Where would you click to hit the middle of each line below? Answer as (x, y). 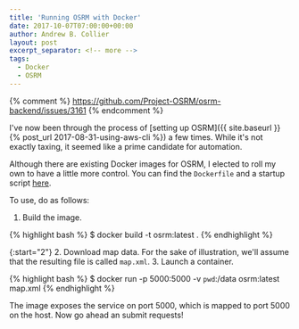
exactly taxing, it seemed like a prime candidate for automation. (126, 146)
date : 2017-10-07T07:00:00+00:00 (71, 26)
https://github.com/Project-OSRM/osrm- (147, 101)
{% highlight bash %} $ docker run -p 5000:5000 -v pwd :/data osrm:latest (145, 278)
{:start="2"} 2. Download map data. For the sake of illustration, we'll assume (149, 251)
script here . (30, 183)
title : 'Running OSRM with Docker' (75, 17)
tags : (19, 59)
